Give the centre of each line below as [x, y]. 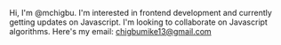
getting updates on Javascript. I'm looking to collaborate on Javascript [139, 22]
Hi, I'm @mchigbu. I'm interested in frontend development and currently [141, 13]
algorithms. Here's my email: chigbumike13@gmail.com [110, 31]
